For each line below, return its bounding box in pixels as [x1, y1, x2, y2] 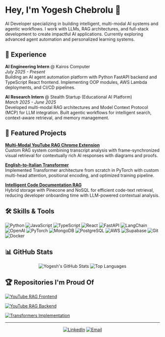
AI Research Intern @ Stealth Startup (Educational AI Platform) [5, 94, 133, 100]
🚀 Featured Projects [5, 129, 67, 137]
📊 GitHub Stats [5, 248, 53, 256]
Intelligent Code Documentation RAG [5, 181, 82, 188]
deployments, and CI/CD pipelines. [5, 84, 76, 90]
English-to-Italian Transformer [5, 162, 69, 168]
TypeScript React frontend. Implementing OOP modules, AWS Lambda [5, 79, 147, 85]
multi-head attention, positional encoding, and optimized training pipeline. [5, 172, 155, 178]
